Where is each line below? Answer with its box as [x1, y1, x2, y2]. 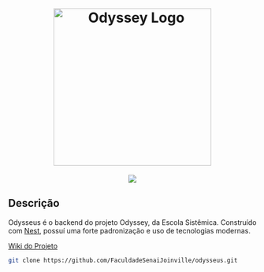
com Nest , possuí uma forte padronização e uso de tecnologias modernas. [8, 226, 251, 235]
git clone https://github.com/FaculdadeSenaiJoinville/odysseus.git [8, 256, 238, 264]
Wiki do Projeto [8, 241, 58, 251]
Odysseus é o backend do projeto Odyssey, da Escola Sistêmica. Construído [8, 217, 257, 227]
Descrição [8, 197, 60, 210]
